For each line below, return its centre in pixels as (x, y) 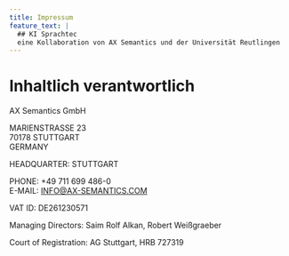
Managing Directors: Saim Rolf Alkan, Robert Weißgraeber (116, 225)
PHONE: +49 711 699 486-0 (60, 181)
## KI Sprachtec (47, 34)
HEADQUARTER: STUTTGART (64, 164)
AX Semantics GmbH (48, 111)
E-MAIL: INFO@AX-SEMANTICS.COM (79, 191)
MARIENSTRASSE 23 (48, 128)
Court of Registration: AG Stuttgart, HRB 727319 (96, 243)
